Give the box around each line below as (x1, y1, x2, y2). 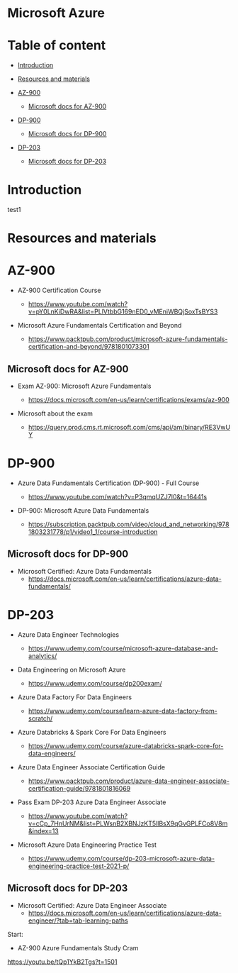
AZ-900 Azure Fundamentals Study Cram (17, 943, 139, 952)
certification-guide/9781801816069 (28, 784, 131, 792)
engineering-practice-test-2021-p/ (28, 862, 130, 870)
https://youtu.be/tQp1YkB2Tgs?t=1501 (7, 957, 118, 966)
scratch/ (28, 714, 53, 723)
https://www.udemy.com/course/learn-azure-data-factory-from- (28, 706, 217, 715)
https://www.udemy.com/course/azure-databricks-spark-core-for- (28, 741, 224, 750)
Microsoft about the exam (17, 409, 93, 418)
